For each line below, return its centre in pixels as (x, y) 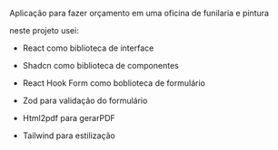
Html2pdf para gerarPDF (69, 118)
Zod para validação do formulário (85, 100)
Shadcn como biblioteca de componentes (100, 66)
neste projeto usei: (44, 30)
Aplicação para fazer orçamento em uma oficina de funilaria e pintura (139, 13)
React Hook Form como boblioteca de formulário (114, 83)
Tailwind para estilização (69, 136)
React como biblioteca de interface (88, 48)
